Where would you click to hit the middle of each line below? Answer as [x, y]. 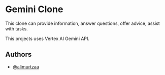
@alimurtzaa [26, 66]
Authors [19, 54]
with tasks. [16, 28]
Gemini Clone [34, 9]
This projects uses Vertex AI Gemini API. [47, 39]
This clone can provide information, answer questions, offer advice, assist [82, 23]
